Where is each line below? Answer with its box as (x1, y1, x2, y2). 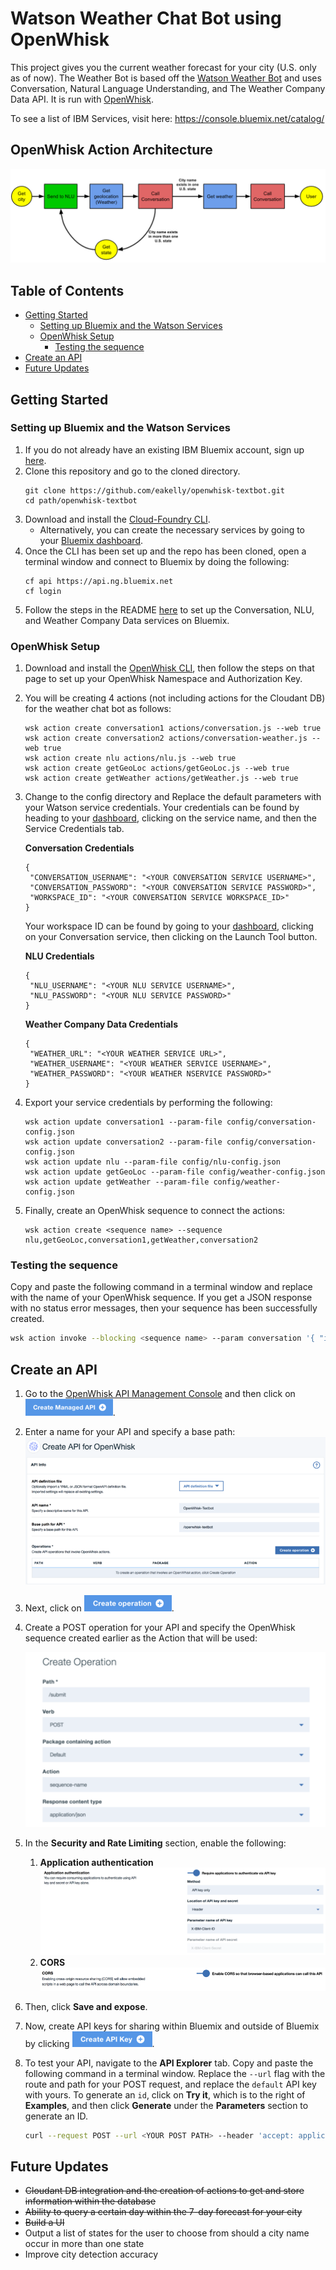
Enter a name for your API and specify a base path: (24, 1426, 236, 1438)
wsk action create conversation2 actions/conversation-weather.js (24, 733, 308, 744)
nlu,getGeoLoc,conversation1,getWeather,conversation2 (24, 1235, 259, 1246)
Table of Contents (10, 282, 125, 299)
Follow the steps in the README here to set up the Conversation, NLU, (24, 603, 315, 616)
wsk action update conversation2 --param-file (24, 1137, 223, 1147)
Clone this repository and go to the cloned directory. (24, 465, 241, 477)
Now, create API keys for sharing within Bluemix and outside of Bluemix (24, 2020, 320, 2032)
